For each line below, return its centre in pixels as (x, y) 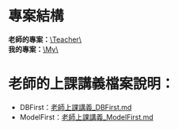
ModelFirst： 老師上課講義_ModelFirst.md (87, 117)
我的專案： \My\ (33, 49)
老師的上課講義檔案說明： (92, 84)
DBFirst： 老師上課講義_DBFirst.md (76, 107)
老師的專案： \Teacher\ (45, 39)
